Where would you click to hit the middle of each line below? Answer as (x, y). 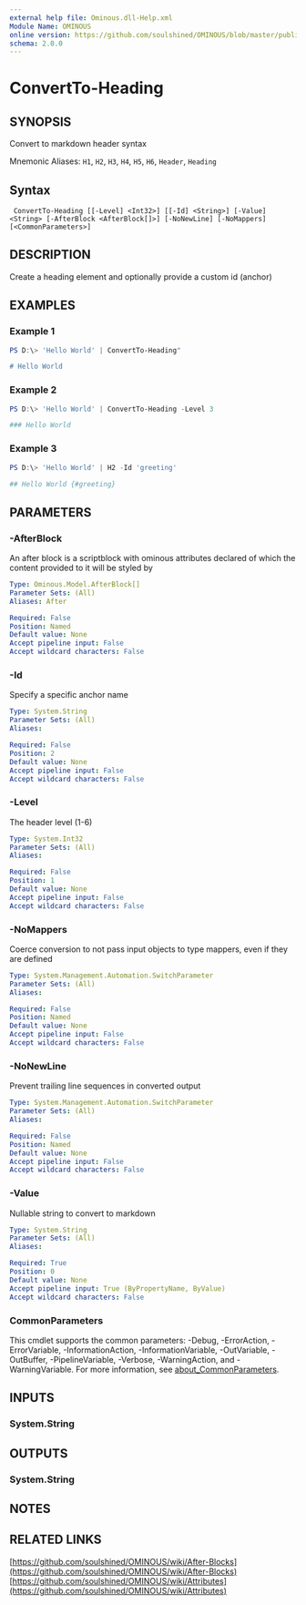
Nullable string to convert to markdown (83, 1213)
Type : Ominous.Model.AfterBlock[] (75, 585)
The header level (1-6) (51, 822)
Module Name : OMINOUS (51, 26)
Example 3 (33, 449)
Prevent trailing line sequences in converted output (105, 1086)
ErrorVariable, (36, 1350)
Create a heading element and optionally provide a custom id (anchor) (141, 276)
